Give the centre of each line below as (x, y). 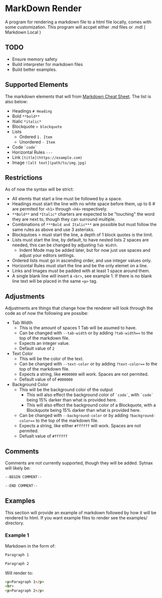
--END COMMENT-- (21, 485)
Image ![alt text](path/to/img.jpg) (49, 162)
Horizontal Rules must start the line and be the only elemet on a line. (80, 266)
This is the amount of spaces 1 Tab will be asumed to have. (78, 328)
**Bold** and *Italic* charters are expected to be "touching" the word (83, 214)
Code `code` (25, 147)
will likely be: (18, 468)
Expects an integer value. (44, 343)
